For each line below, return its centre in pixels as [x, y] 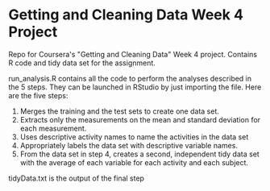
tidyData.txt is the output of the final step [77, 178]
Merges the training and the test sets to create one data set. [119, 111]
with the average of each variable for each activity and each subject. [134, 162]
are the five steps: [38, 95]
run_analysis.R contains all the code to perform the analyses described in [130, 78]
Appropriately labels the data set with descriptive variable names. [129, 145]
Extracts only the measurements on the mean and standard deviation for [140, 119]
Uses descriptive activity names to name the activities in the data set [134, 137]
